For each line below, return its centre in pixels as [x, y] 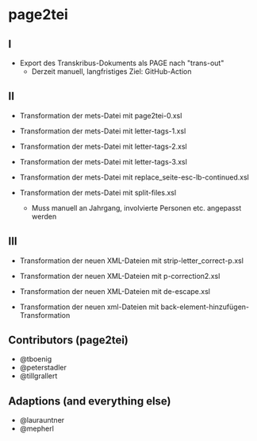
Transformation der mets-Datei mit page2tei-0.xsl [101, 115]
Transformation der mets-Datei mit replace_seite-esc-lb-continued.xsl [134, 177]
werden [44, 216]
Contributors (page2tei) [69, 340]
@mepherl [36, 429]
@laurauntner [42, 420]
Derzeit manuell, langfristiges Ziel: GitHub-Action [111, 72]
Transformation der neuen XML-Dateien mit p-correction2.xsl [120, 276]
